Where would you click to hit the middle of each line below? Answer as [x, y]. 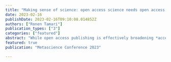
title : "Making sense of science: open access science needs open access [85, 10]
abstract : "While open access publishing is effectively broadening [79, 38]
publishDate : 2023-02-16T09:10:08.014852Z [51, 19]
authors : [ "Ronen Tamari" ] [34, 24]
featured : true [21, 43]
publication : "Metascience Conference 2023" [53, 47]
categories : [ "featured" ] [33, 33]
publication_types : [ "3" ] [33, 29]
